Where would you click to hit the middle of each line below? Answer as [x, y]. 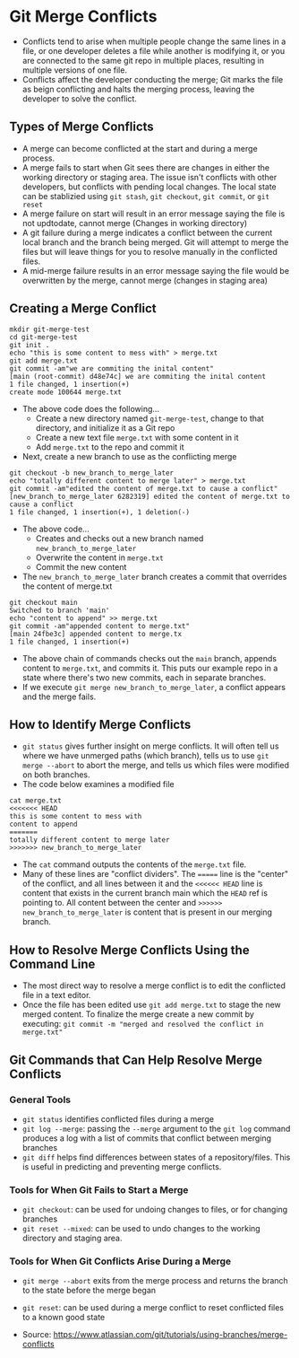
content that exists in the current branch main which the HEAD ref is [145, 893]
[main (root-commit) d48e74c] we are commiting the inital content [138, 376]
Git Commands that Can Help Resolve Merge [136, 1060]
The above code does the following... [90, 408]
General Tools [40, 1100]
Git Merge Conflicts [83, 17]
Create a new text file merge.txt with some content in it [137, 437]
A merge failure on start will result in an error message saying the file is [154, 214]
